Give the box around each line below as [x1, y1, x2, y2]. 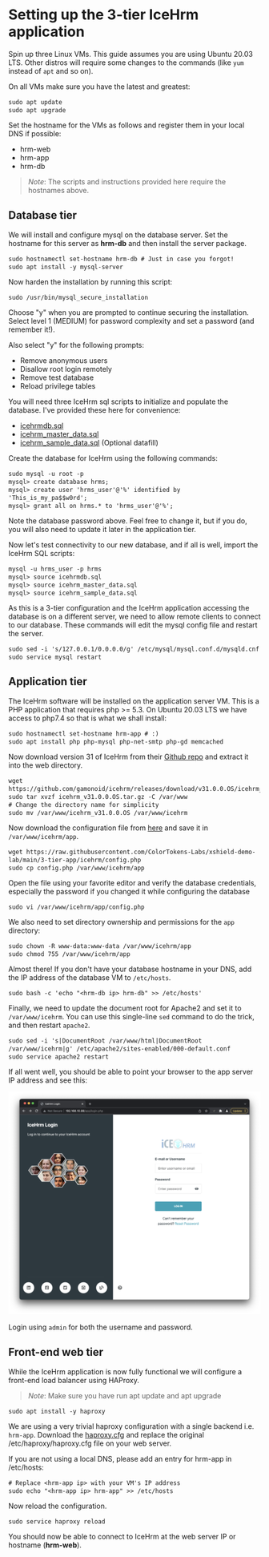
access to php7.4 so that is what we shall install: [8, 713, 167, 723]
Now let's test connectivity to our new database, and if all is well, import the [8, 539, 259, 550]
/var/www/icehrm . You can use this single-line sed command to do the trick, [8, 1011, 255, 1021]
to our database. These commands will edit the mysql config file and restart [8, 619, 258, 630]
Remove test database [19, 373, 94, 382]
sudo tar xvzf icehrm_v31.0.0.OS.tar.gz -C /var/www [8, 793, 188, 801]
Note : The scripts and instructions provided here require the [27, 176, 227, 186]
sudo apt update [8, 98, 62, 106]
